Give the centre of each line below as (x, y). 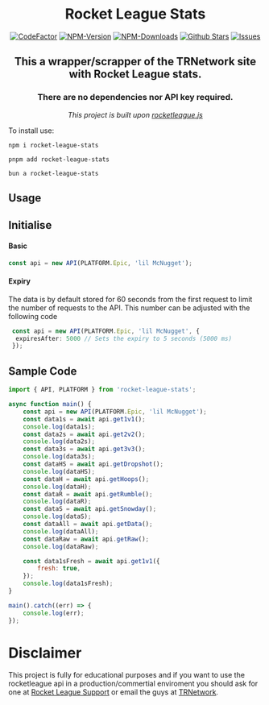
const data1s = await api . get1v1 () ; (85, 419)
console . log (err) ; (54, 613)
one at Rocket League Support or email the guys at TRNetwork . (114, 692)
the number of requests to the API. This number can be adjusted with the (129, 308)
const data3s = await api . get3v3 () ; (85, 449)
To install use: (31, 131)
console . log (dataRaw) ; (61, 546)
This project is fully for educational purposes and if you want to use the (127, 675)
